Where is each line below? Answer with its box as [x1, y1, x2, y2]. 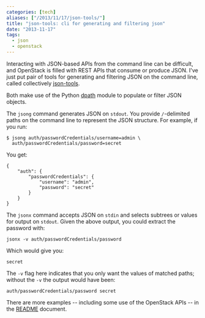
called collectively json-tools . [6, 79, 80, 87]
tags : [6, 32, 20, 38]
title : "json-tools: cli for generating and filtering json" [6, 20, 166, 26]
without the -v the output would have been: [6, 276, 116, 283]
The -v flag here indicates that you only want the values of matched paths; [6, 270, 195, 277]
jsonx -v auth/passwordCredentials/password [6, 236, 122, 242]
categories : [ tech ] [6, 9, 56, 15]
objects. [6, 98, 27, 105]
